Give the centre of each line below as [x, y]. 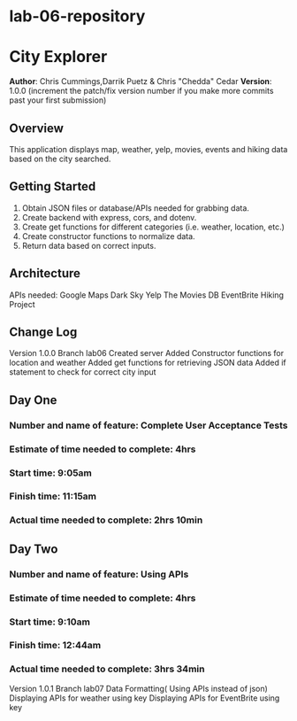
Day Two [34, 549]
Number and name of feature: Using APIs [99, 574]
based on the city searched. [60, 159]
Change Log [43, 332]
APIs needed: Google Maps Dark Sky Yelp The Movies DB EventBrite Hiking [147, 295]
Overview [37, 128]
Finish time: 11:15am [53, 496]
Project [22, 304]
